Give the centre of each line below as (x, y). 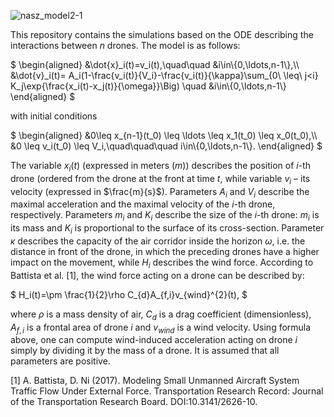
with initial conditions (54, 116)
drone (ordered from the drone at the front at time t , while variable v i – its (160, 179)
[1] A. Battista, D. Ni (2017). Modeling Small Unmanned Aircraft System (155, 381)
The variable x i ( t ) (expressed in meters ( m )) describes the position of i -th (160, 167)
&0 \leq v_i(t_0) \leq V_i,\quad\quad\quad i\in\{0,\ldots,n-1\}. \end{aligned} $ (166, 146)
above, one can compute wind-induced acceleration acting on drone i (154, 340)
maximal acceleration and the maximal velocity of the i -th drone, (143, 204)
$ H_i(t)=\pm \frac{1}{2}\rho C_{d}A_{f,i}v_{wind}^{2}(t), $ (129, 294)
